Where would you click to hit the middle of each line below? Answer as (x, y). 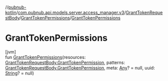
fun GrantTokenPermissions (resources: (45, 57)
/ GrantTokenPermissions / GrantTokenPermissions (70, 18)
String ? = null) (19, 73)
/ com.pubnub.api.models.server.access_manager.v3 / (71, 12)
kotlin (11, 12)
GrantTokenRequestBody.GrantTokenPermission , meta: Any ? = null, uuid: (80, 67)
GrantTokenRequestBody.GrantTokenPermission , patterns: (65, 62)
